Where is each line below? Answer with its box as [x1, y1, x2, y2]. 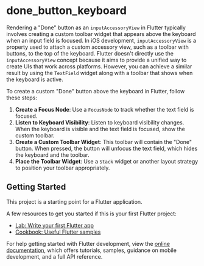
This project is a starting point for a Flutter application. [6, 198, 142, 205]
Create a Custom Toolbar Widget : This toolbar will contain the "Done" [15, 138, 192, 145]
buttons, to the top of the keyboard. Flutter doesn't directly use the [6, 49, 174, 57]
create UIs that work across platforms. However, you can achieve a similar [6, 62, 192, 70]
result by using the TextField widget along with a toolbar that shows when [6, 69, 193, 76]
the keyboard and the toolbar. [15, 151, 90, 159]
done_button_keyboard [6, 4, 127, 18]
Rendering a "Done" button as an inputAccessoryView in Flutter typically [6, 24, 186, 31]
